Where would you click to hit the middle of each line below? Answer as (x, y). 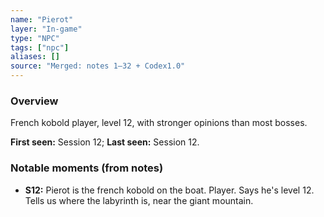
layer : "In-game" (46, 29)
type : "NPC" (35, 38)
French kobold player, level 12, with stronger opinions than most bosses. (159, 123)
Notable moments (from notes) (87, 168)
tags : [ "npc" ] (40, 47)
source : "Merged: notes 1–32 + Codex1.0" (98, 66)
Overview (34, 101)
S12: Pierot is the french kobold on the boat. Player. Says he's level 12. (169, 190)
